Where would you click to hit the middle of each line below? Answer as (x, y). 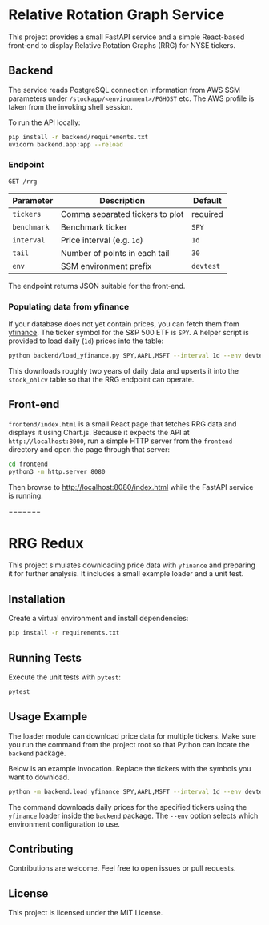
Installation (37, 599)
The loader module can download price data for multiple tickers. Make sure (132, 736)
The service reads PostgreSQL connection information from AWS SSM (124, 90)
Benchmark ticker (94, 227)
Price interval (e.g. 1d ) (102, 240)
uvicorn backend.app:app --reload (66, 144)
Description (122, 200)
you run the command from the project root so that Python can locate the (129, 744)
